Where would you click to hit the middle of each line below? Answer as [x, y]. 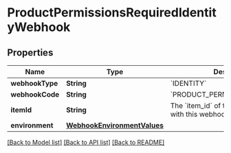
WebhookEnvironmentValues [115, 125]
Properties [30, 52]
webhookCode [35, 94]
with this [184, 114]
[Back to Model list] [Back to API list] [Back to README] [86, 142]
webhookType [34, 83]
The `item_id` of [196, 106]
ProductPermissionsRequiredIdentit [112, 13]
